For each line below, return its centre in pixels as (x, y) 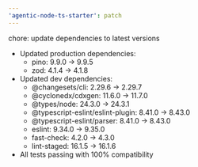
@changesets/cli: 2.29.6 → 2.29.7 (87, 87)
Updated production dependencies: (78, 53)
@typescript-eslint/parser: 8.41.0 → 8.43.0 (101, 120)
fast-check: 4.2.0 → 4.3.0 (73, 137)
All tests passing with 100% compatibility (86, 154)
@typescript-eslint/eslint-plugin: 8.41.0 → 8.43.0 (110, 112)
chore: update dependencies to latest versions (84, 38)
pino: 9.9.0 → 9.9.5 (62, 62)
